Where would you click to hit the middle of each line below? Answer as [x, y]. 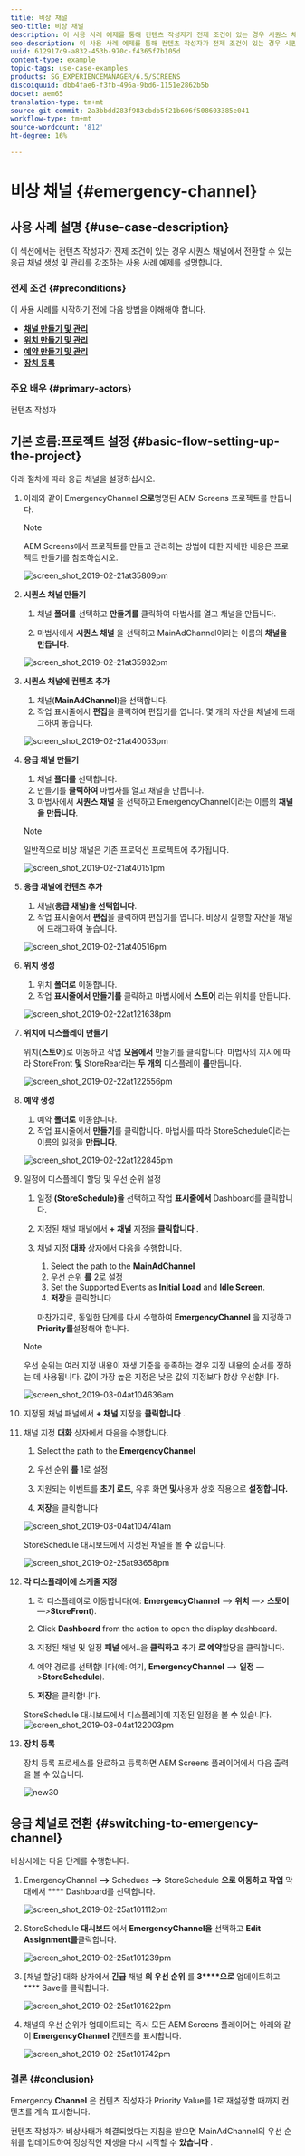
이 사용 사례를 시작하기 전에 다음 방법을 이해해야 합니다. [108, 310]
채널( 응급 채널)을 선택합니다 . [87, 906]
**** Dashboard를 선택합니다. [101, 1891]
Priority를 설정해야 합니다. [83, 1329]
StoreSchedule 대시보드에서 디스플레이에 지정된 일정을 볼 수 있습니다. [148, 1715]
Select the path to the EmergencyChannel [116, 1451]
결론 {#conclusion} [52, 2079]
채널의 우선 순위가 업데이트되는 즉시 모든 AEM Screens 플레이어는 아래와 [152, 2025]
